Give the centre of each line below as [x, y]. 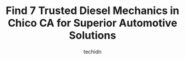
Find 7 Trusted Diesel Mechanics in [92, 11]
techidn [92, 51]
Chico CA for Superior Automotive [92, 23]
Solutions [92, 36]
